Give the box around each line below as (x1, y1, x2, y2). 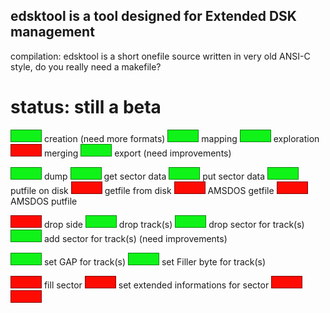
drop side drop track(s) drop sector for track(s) (43, 218, 305, 230)
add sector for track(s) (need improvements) (43, 232, 228, 244)
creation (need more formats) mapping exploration (43, 132, 320, 144)
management (10, 24, 95, 41)
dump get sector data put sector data (43, 170, 266, 182)
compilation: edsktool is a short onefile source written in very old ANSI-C (10, 50, 311, 62)
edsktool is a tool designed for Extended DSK (10, 8, 297, 25)
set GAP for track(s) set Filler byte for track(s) (43, 255, 267, 268)
